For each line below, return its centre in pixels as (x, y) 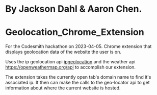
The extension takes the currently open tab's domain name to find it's (78, 77)
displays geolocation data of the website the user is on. (63, 52)
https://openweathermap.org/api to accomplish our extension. (71, 67)
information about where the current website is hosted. (63, 88)
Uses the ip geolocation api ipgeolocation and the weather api (70, 62)
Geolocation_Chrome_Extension (75, 32)
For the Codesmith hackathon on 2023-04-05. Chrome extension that (78, 46)
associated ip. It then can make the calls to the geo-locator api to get (77, 83)
